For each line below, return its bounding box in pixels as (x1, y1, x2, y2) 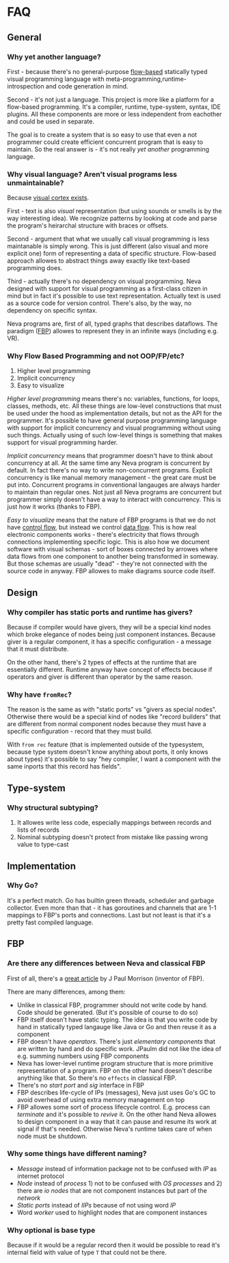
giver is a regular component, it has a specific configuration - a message (7, 638, 212, 646)
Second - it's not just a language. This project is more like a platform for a (7, 95, 214, 104)
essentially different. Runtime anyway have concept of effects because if (7, 666, 213, 674)
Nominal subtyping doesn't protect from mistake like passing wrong (16, 833, 208, 841)
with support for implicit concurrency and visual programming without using (7, 424, 221, 432)
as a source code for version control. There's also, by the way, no (7, 299, 192, 307)
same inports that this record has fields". (7, 762, 122, 771)
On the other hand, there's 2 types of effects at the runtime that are (7, 658, 197, 666)
